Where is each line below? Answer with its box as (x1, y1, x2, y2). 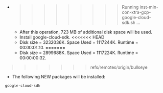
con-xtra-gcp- (121, 9, 151, 15)
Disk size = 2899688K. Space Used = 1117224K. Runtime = (19, 50, 139, 56)
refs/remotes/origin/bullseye (90, 64, 148, 70)
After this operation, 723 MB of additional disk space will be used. (19, 29, 153, 35)
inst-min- (139, 4, 159, 10)
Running (121, 4, 139, 10)
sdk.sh (121, 19, 136, 25)
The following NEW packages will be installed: (12, 74, 106, 79)
